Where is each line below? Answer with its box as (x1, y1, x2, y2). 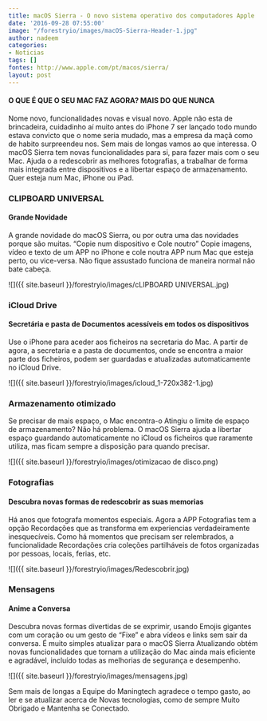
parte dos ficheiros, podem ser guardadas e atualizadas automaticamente (8, 355, 251, 364)
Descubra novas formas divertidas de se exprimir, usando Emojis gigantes (8, 621, 252, 631)
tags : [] (8, 57, 37, 65)
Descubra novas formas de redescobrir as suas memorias (8, 497, 204, 506)
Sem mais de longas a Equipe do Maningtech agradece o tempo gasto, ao (8, 686, 251, 695)
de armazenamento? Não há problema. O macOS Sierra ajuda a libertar (8, 425, 241, 434)
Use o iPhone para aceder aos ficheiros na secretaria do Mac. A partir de (8, 337, 249, 347)
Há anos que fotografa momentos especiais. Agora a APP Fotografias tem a (8, 514, 257, 524)
